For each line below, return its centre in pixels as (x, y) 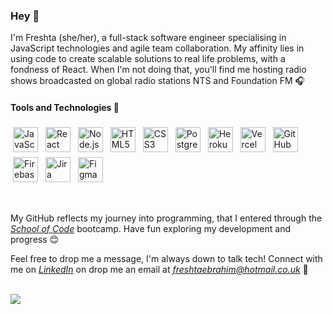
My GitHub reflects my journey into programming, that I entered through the (166, 218)
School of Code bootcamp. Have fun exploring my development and (150, 228)
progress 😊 (35, 239)
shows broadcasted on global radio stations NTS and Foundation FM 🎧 (157, 81)
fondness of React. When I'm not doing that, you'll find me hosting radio (158, 70)
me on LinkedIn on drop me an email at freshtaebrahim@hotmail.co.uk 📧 (159, 269)
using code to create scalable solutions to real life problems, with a (148, 59)
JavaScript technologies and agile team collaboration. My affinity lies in (157, 48)
